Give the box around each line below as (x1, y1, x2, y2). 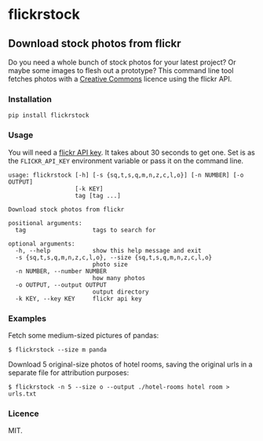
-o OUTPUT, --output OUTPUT (15, 281, 108, 289)
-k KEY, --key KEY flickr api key (15, 294, 143, 303)
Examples (8, 312, 47, 323)
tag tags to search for (15, 226, 156, 234)
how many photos (92, 274, 146, 282)
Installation (8, 93, 53, 104)
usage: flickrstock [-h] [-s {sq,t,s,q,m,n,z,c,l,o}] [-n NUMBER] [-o (8, 171, 244, 179)
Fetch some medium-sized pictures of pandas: (8, 330, 159, 340)
